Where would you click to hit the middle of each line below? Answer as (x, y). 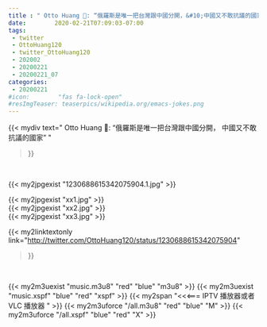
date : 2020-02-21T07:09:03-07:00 (76, 23)
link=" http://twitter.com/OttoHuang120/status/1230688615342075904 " (124, 240)
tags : (17, 30)
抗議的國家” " (30, 138)
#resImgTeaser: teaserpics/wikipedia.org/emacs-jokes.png (106, 104)
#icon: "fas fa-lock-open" (66, 97)
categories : (28, 82)
